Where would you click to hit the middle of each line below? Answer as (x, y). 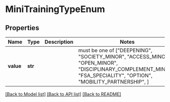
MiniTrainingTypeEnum (55, 9)
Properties (22, 28)
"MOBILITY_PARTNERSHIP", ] (114, 82)
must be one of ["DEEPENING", (115, 50)
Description (59, 42)
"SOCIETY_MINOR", (102, 57)
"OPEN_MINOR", (98, 63)
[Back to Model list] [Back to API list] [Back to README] (63, 94)
